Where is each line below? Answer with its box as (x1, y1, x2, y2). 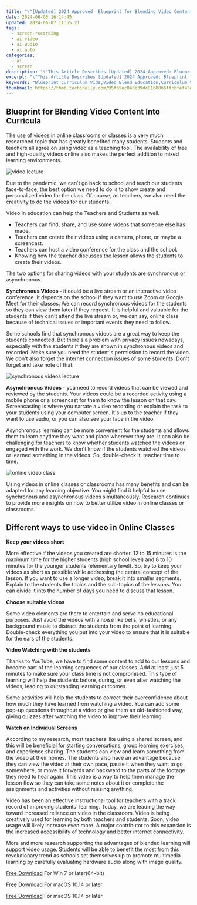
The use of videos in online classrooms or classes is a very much (6, 132, 164, 139)
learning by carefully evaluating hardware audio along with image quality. (6, 858, 183, 865)
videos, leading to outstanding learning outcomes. (6, 682, 127, 689)
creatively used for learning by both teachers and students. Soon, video (6, 815, 180, 823)
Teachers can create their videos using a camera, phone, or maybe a (14, 233, 182, 240)
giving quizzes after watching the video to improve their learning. (6, 712, 163, 720)
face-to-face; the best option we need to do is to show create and (6, 186, 166, 193)
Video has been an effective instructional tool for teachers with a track (6, 797, 176, 804)
